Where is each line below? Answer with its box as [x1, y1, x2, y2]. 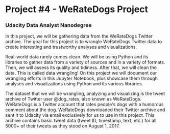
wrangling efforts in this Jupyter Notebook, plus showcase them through [5, 75, 158, 82]
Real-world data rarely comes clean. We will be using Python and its [5, 54, 149, 60]
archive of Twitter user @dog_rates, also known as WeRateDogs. [5, 96, 142, 102]
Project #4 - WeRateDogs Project [5, 4, 149, 15]
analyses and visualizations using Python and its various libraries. [5, 81, 143, 87]
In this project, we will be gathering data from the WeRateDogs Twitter [5, 33, 153, 39]
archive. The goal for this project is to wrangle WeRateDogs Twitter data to [5, 39, 162, 45]
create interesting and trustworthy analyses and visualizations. [5, 44, 137, 50]
